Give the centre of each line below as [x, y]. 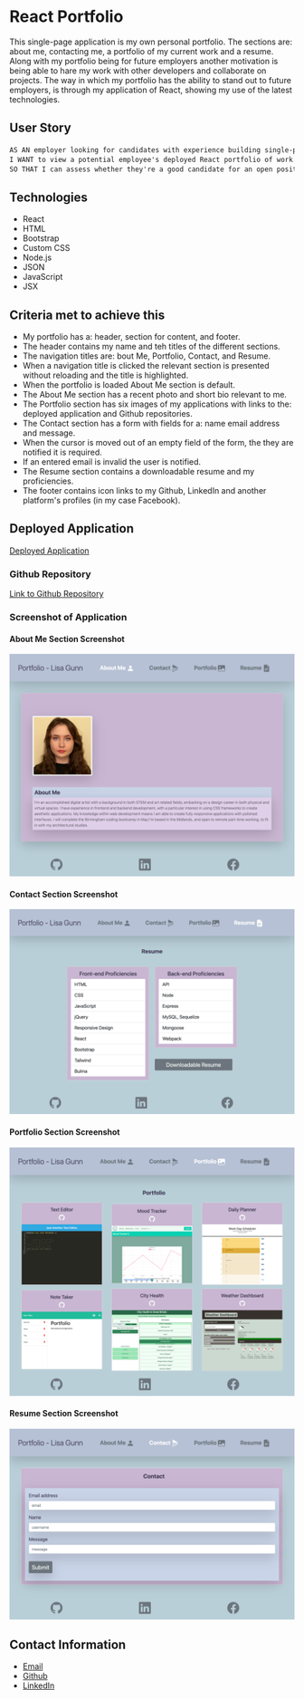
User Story [40, 128]
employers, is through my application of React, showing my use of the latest [151, 90]
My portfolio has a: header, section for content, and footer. [131, 336]
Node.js [37, 258]
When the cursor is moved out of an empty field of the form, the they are [158, 442]
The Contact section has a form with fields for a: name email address [151, 423]
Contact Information [68, 1644]
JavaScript [43, 277]
